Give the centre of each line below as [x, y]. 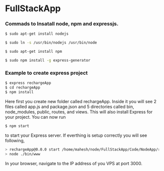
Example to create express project [46, 73]
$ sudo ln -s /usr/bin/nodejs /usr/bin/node [51, 43]
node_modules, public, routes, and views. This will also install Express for [79, 112]
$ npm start [17, 126]
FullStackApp [33, 9]
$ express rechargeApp [28, 83]
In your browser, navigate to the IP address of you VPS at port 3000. [74, 163]
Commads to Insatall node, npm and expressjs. [62, 24]
